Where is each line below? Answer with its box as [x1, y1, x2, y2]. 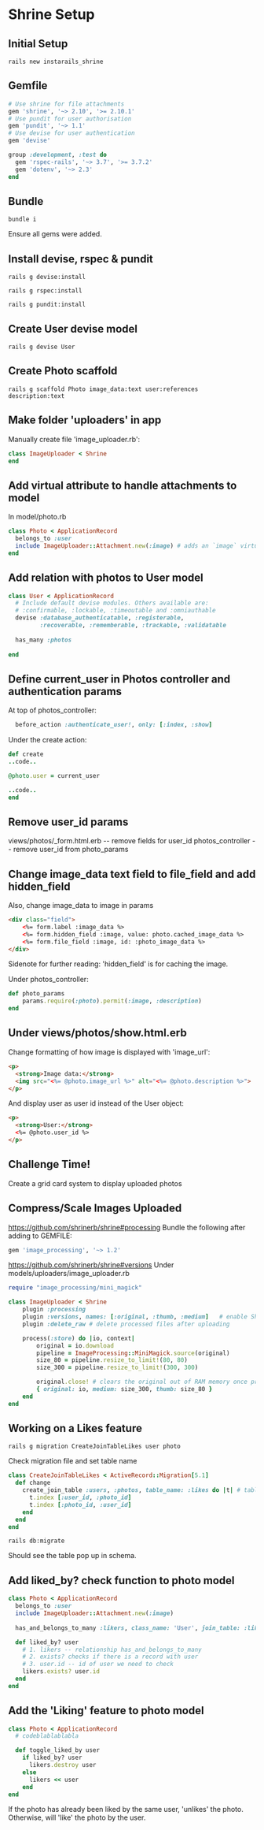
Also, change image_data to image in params [8, 901, 154, 910]
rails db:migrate [8, 1537, 65, 1545]
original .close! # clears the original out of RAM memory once [36, 1378, 247, 1386]
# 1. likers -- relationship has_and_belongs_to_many [22, 1646, 202, 1653]
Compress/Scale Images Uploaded [8, 1202, 182, 1215]
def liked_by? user [15, 1638, 79, 1646]
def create [8, 750, 44, 758]
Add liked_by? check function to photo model [8, 1574, 235, 1587]
